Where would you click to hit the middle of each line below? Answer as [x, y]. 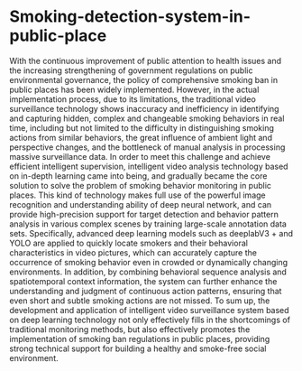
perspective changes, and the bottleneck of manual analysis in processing [147, 147]
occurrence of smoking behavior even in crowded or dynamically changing [149, 262]
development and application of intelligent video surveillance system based [150, 310]
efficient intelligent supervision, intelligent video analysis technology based [149, 166]
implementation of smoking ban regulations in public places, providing [140, 339]
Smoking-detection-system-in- [130, 17]
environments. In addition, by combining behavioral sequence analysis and [148, 272]
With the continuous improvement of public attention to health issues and [146, 60]
